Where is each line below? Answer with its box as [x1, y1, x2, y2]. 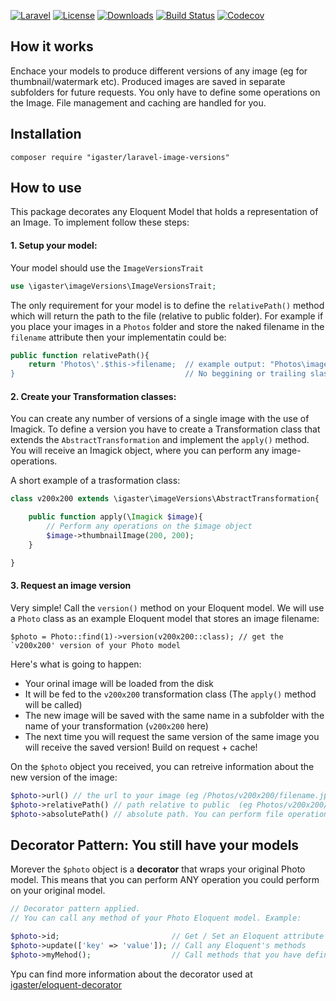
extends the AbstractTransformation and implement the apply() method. [10, 434, 310, 446]
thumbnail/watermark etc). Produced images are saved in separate [10, 75, 286, 87]
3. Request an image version [10, 580, 132, 592]
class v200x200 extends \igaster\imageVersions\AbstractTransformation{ [10, 494, 320, 504]
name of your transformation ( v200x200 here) [24, 720, 209, 732]
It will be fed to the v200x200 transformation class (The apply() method [24, 688, 317, 700]
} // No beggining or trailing [10, 369, 307, 379]
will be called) [24, 698, 83, 710]
